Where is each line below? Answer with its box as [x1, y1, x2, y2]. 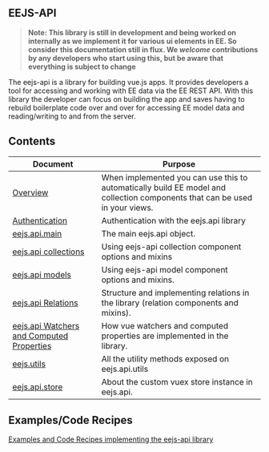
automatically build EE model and [101, 182, 227, 193]
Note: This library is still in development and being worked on [27, 27, 237, 37]
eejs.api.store [12, 381, 63, 392]
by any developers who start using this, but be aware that [27, 53, 224, 63]
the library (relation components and [101, 297, 239, 308]
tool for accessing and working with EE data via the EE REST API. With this [8, 86, 254, 95]
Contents [8, 135, 56, 148]
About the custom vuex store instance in [101, 376, 254, 387]
